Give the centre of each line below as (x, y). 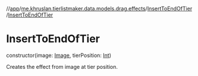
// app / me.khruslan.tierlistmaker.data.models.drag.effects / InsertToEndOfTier (99, 9)
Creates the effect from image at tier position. (62, 66)
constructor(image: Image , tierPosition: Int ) (59, 55)
